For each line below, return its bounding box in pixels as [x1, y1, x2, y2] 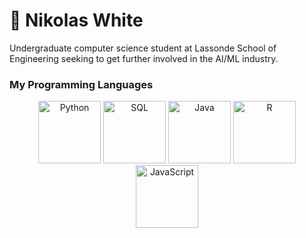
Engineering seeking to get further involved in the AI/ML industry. [9, 52, 279, 64]
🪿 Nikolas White [9, 9, 144, 32]
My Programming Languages [9, 77, 154, 91]
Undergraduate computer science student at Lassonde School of [9, 42, 277, 54]
